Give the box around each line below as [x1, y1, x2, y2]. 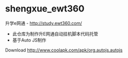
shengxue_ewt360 [5, 3, 85, 14]
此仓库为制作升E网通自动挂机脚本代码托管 [12, 30, 99, 36]
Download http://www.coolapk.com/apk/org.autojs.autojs [5, 47, 123, 53]
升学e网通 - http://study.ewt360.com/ [5, 20, 82, 26]
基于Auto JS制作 [12, 37, 46, 43]
